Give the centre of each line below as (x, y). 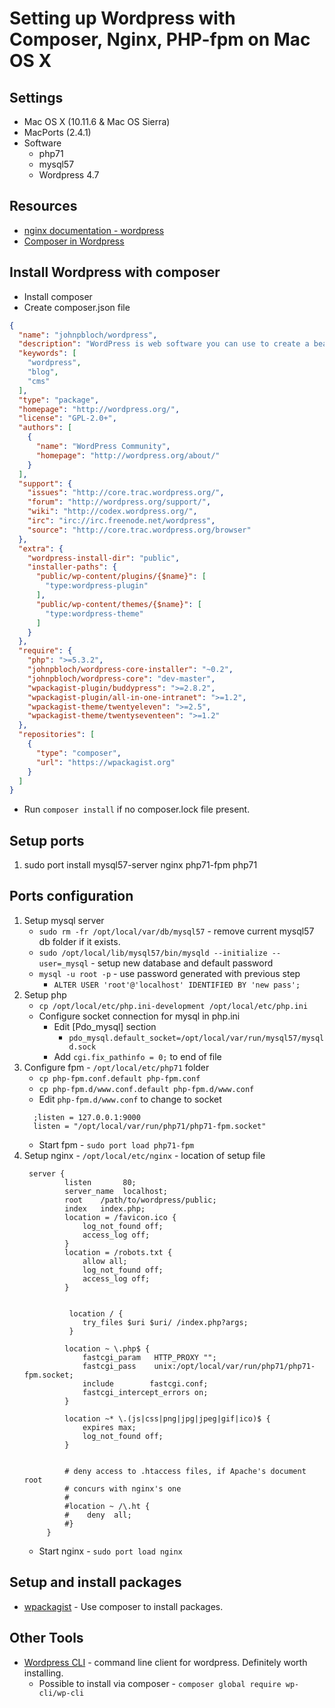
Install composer (58, 296)
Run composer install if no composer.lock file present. (137, 809)
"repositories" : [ (57, 735)
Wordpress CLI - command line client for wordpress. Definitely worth (165, 1662)
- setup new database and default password (182, 963)
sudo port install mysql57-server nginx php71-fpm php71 (140, 865)
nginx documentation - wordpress (94, 230)
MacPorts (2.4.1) (57, 132)
